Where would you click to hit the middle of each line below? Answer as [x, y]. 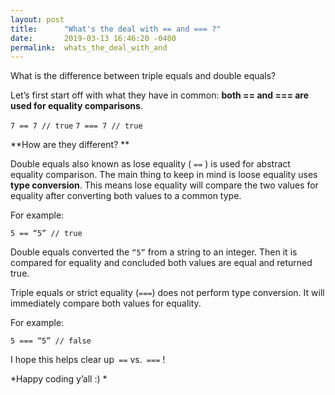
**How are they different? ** [70, 145]
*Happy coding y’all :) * [59, 379]
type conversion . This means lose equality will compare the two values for [164, 185]
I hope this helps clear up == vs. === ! [88, 360]
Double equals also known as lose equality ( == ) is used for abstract [150, 164]
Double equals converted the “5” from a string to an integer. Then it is [154, 252]
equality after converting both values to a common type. [126, 196]
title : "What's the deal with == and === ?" [116, 29]
